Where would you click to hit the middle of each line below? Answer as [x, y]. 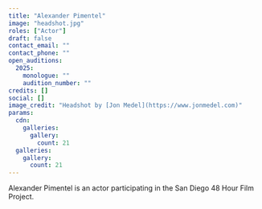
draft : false [30, 38]
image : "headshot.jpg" [46, 23]
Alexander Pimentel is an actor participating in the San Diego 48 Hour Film [131, 188]
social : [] [27, 98]
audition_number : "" [57, 83]
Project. [21, 197]
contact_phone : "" [39, 53]
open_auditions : [35, 61]
